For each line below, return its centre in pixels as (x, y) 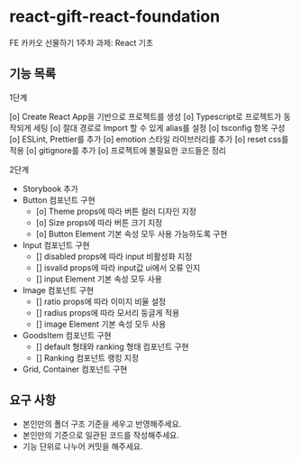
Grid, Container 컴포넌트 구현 (75, 369)
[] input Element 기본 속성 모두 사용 (99, 279)
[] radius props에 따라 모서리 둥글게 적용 (108, 312)
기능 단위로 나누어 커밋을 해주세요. (82, 446)
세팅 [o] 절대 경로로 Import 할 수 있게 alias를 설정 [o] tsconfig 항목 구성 (159, 127)
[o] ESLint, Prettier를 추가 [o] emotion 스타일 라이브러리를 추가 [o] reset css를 (149, 139)
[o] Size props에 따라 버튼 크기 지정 (99, 222)
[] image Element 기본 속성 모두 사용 (101, 324)
